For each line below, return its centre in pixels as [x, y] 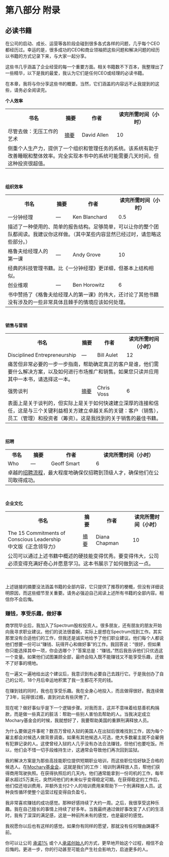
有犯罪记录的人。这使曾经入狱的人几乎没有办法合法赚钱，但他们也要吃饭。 [82, 744]
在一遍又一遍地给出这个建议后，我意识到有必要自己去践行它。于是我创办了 [82, 674]
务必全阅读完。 [34, 90]
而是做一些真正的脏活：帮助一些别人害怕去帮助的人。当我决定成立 [82, 714]
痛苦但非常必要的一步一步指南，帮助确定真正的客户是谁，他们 [81, 364]
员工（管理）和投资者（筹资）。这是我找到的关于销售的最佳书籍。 [85, 418]
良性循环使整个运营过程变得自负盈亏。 [49, 792]
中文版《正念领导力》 [33, 547]
